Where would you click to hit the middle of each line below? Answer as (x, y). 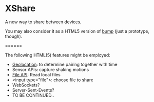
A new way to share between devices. (43, 22)
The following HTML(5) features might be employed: (58, 55)
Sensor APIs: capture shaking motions (50, 69)
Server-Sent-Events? (33, 90)
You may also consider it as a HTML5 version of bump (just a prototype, (77, 31)
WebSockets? (26, 85)
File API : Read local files (36, 74)
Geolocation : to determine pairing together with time (65, 64)
